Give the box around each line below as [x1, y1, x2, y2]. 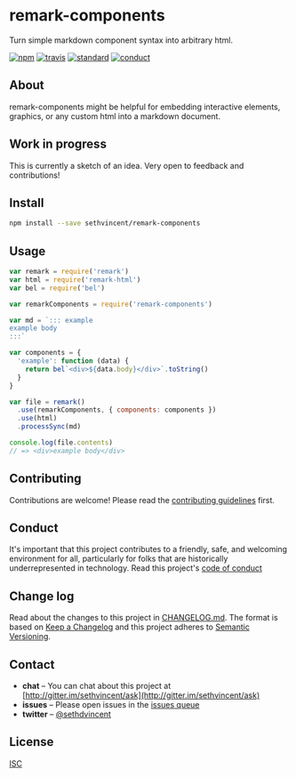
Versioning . [9, 631, 52, 642]
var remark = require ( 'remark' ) [9, 268, 129, 276]
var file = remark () [9, 397, 86, 406]
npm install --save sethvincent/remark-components [9, 219, 201, 228]
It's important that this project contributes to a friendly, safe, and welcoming [9, 544, 287, 555]
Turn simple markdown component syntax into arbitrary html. [9, 35, 234, 45]
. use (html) [17, 414, 58, 423]
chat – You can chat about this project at [21, 681, 172, 692]
